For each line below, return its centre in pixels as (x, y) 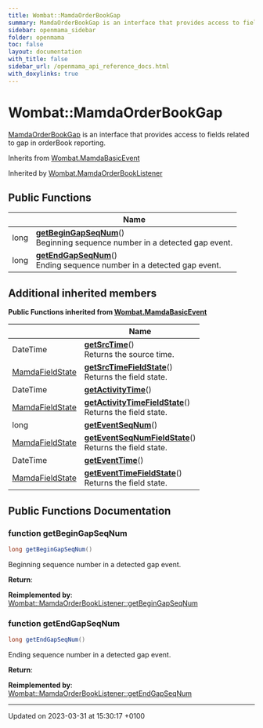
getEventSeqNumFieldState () (140, 438)
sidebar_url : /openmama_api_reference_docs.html (89, 67)
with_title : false (38, 60)
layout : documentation (45, 52)
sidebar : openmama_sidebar (52, 30)
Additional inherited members (83, 293)
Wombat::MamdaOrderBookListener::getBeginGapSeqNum (103, 603)
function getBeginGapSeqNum (68, 533)
